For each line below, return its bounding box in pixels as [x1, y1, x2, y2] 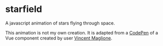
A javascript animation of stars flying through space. [5, 20, 116, 26]
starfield [5, 3, 42, 15]
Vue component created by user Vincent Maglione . [5, 35, 113, 41]
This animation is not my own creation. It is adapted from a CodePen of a [5, 29, 158, 35]
